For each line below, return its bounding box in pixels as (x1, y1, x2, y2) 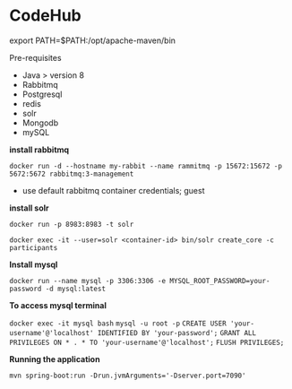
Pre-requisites (9, 52, 62, 63)
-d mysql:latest (45, 284, 106, 293)
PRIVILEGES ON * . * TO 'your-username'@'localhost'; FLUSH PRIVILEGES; (9, 338, 285, 347)
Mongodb (21, 117, 59, 128)
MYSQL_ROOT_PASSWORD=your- (169, 276, 271, 285)
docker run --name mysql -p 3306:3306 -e (9, 276, 167, 285)
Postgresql (21, 89, 63, 99)
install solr (9, 203, 49, 213)
